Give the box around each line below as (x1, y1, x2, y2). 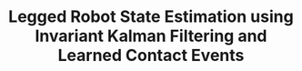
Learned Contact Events (57, 46, 245, 66)
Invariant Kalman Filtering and (34, 25, 267, 46)
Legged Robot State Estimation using (8, 6, 294, 27)
